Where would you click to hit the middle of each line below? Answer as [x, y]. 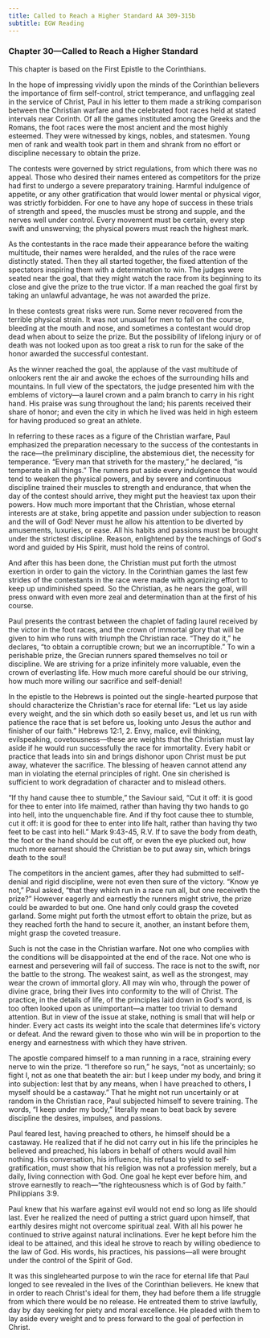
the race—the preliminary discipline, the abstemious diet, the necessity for [131, 453]
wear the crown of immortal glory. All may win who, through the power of [129, 982]
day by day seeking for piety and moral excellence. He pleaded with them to [134, 1310]
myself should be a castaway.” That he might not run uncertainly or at [124, 1092]
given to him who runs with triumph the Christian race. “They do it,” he [125, 638]
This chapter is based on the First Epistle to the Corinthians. [107, 68]
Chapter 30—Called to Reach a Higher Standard [103, 51]
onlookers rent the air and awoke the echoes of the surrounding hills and [129, 377]
